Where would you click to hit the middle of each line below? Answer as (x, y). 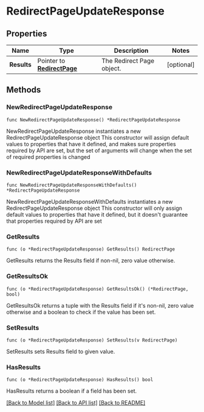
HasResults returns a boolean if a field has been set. (72, 391)
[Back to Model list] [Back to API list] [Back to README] (76, 403)
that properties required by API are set (54, 221)
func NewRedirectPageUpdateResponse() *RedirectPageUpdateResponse (93, 120)
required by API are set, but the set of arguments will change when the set (99, 150)
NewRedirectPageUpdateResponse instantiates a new (74, 131)
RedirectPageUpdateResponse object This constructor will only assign (94, 208)
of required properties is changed (48, 157)
